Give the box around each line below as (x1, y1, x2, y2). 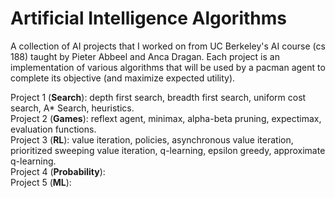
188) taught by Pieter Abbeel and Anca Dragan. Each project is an (10, 50, 280, 62)
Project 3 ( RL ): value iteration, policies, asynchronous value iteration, (10, 133, 294, 146)
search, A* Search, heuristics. (10, 102, 135, 114)
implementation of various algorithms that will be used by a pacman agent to (10, 61, 326, 73)
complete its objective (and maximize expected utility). (10, 72, 236, 84)
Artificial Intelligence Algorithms (10, 7, 287, 30)
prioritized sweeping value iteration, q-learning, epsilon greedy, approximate (10, 144, 326, 156)
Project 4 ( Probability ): (10, 165, 106, 177)
